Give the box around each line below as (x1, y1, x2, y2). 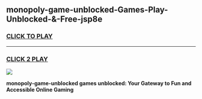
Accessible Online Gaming (6, 86, 74, 93)
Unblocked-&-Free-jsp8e (6, 14, 103, 25)
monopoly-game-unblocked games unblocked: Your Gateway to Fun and (6, 79, 192, 86)
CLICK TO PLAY (6, 32, 53, 41)
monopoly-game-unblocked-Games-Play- (6, 5, 168, 15)
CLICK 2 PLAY (6, 55, 48, 63)
